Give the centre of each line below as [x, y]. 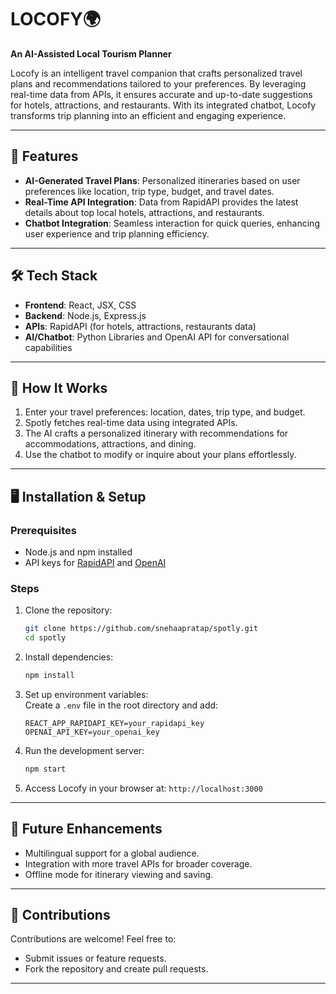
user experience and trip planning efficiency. [117, 233]
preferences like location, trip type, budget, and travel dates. [149, 191]
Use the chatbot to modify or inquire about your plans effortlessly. [160, 455]
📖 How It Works [59, 387]
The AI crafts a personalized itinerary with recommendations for [156, 433]
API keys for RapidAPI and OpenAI [95, 563]
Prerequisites [43, 530]
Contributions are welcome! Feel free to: [93, 939]
